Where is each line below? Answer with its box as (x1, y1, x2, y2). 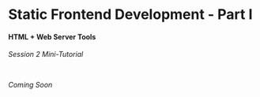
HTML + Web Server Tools (8, 32, 96, 41)
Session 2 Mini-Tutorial (8, 50, 84, 59)
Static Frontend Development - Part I (8, 6, 253, 24)
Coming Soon (8, 80, 53, 90)
